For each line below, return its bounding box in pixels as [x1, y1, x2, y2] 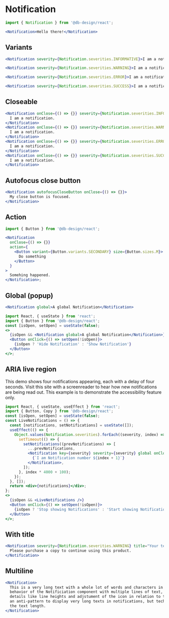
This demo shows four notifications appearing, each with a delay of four [5, 378, 155, 384]
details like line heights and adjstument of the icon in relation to [10, 594, 161, 599]
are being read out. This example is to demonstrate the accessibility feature [5, 389, 162, 395]
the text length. [10, 603, 46, 609]
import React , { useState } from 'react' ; [5, 313, 96, 319]
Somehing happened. [10, 273, 51, 278]
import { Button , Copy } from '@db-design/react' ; [5, 409, 114, 414]
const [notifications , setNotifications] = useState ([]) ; [10, 423, 134, 428]
